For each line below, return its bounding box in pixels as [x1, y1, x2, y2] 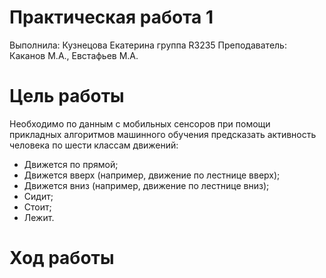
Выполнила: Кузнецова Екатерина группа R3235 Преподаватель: [9, 39, 287, 51]
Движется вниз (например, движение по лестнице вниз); [23, 179, 270, 191]
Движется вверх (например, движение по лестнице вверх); [23, 169, 281, 181]
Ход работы [9, 247, 115, 270]
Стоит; [23, 201, 52, 213]
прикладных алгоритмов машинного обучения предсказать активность [9, 128, 317, 140]
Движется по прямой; [23, 158, 119, 170]
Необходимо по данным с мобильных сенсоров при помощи [9, 117, 271, 130]
